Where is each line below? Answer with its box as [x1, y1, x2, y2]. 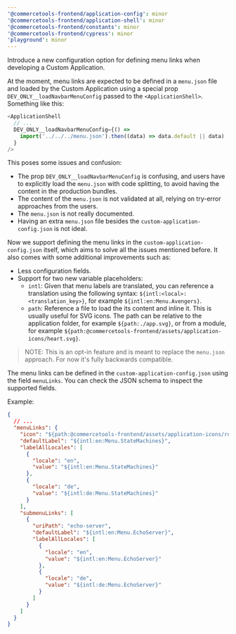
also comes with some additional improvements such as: [7, 253, 171, 261]
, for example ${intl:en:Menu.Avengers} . [84, 297, 202, 305]
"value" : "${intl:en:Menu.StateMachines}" [32, 464, 159, 471]
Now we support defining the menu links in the [7, 238, 143, 247]
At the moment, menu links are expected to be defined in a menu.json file [7, 77, 218, 85]
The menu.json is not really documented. [17, 209, 135, 218]
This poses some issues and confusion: [7, 158, 122, 167]
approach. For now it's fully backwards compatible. [24, 355, 173, 363]
